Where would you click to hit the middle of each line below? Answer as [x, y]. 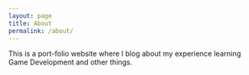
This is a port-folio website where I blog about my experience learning [125, 54]
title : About [30, 23]
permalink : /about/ [41, 31]
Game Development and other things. [71, 62]
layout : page [30, 16]
